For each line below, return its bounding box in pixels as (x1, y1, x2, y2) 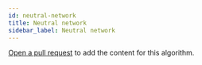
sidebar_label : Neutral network (8, 26, 115, 34)
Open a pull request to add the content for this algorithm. (8, 48, 195, 58)
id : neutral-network (8, 11, 77, 20)
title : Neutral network (8, 19, 87, 27)
